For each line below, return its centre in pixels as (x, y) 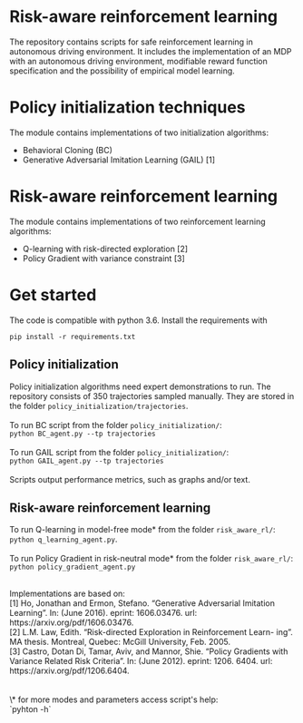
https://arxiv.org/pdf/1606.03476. (72, 622)
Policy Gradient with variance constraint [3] (103, 258)
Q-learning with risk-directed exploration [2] (105, 249)
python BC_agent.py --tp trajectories (83, 434)
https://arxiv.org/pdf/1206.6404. (69, 671)
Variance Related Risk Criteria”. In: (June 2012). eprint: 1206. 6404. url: (141, 661)
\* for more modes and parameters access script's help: (114, 699)
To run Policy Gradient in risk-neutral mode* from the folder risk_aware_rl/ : (151, 559)
